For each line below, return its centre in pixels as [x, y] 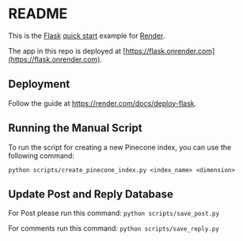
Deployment [39, 84]
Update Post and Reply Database [91, 194]
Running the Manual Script [75, 128]
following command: [42, 156]
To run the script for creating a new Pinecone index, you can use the [120, 147]
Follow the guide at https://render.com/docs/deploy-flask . [103, 103]
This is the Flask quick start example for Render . [87, 36]
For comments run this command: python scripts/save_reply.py [114, 228]
